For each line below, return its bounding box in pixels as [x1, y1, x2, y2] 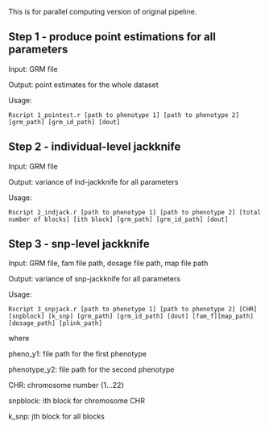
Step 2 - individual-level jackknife [8, 140, 181, 154]
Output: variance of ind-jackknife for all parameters [8, 177, 179, 186]
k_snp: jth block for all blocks [8, 411, 105, 422]
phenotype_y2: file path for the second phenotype [8, 364, 175, 374]
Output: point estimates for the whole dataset [8, 80, 159, 90]
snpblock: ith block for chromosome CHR [8, 396, 145, 406]
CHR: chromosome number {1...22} [8, 381, 125, 390]
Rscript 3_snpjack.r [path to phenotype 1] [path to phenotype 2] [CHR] [8, 306, 258, 314]
